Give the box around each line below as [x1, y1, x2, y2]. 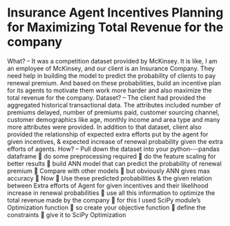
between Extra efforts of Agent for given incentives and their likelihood [7, 181, 209, 189]
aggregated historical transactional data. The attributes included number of [7, 101, 221, 109]
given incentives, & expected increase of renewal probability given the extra [7, 137, 223, 145]
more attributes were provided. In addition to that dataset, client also [7, 123, 202, 131]
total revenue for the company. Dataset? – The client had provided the [7, 93, 206, 101]
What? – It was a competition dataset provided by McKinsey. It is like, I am [7, 56, 218, 65]
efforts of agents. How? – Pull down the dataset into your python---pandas [7, 145, 220, 153]
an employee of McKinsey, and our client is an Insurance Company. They [7, 64, 215, 72]
